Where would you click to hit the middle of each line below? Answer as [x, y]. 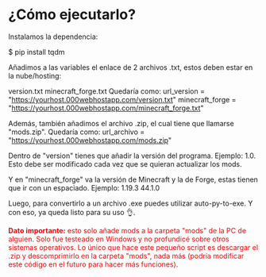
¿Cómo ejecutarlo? [72, 15]
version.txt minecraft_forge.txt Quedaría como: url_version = [106, 91]
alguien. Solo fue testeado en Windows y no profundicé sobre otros [119, 239]
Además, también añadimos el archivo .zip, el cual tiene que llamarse [121, 123]
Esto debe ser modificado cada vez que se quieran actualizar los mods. [125, 164]
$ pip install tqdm [37, 52]
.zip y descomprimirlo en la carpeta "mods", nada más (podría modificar [126, 256]
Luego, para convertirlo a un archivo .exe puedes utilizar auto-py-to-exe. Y [131, 203]
